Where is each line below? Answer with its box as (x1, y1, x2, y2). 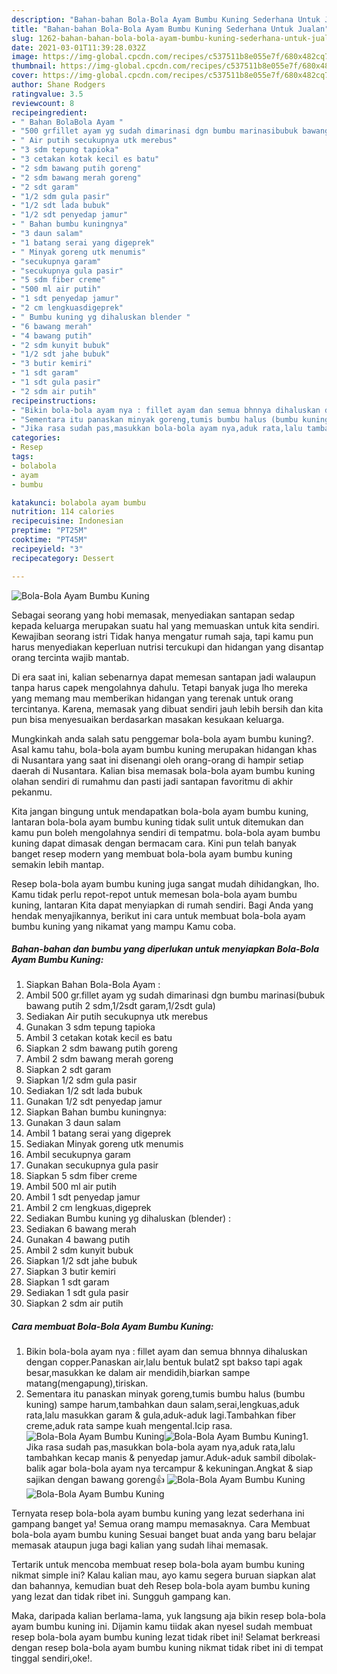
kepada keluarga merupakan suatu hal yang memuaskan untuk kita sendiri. (11, 619, 320, 631)
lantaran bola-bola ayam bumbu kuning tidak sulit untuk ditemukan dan (11, 816, 304, 828)
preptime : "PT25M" (11, 526, 88, 536)
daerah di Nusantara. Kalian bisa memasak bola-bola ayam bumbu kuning (11, 764, 316, 776)
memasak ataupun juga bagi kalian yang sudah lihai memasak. (11, 1539, 269, 1551)
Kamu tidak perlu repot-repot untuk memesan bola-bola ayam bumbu (11, 888, 298, 900)
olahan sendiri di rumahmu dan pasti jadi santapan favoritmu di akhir (11, 775, 294, 787)
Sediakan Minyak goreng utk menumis (25, 1138, 184, 1150)
